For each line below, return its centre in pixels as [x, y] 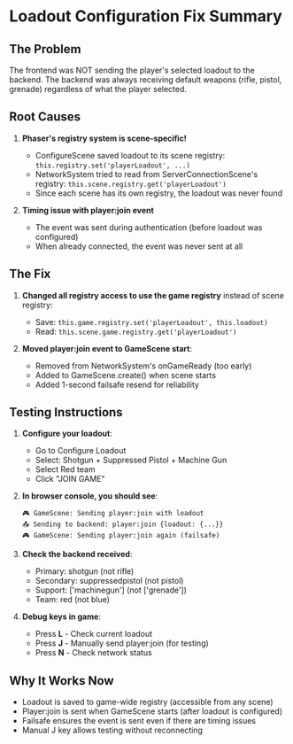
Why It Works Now [62, 681]
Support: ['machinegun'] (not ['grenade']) [111, 590]
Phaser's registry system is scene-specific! [104, 138]
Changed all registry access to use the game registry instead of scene [153, 295]
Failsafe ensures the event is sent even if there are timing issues [139, 721]
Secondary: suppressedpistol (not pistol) [109, 581]
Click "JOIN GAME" [70, 479]
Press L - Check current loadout [94, 634]
